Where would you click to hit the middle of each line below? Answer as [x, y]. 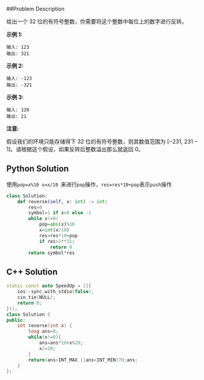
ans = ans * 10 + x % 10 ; [61, 343]
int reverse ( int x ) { [45, 326]
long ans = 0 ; [44, 332]
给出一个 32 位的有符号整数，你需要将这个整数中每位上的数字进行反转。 [97, 21]
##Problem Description [36, 9]
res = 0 [35, 207]
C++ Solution [32, 272]
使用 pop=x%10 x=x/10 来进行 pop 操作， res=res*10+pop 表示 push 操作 [89, 184]
